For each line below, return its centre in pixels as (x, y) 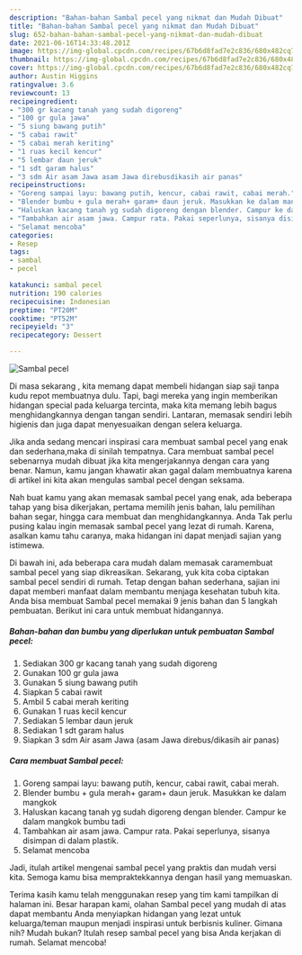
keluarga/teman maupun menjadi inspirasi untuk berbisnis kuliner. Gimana (146, 923)
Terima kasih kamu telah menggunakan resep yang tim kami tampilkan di (144, 894)
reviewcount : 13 (40, 93)
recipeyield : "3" (42, 327)
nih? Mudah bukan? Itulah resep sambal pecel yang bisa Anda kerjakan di (145, 932)
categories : (31, 235)
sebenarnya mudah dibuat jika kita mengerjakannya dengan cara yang (139, 461)
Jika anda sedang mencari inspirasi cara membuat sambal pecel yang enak (149, 441)
